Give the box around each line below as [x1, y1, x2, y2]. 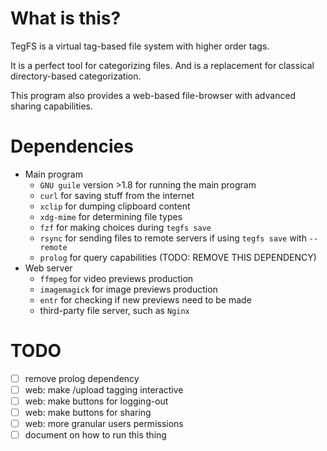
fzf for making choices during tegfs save [39, 221, 212, 233]
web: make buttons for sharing [24, 407, 152, 418]
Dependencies [10, 135, 134, 158]
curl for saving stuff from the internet [39, 189, 195, 201]
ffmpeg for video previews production [39, 272, 194, 284]
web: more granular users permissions [24, 418, 184, 430]
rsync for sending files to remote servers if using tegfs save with [39, 232, 307, 244]
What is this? [10, 7, 122, 30]
